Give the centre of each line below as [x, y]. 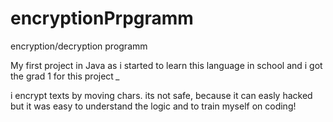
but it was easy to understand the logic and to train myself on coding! [153, 106]
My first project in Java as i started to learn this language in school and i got [166, 65]
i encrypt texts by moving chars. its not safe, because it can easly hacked [161, 95]
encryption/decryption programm [79, 46]
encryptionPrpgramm [102, 18]
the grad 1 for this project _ [65, 76]
